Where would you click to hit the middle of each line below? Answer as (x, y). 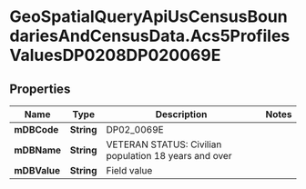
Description (181, 114)
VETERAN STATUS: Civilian (164, 144)
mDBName (38, 150)
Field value (129, 170)
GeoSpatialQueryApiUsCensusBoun (149, 17)
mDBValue (37, 170)
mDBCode (36, 129)
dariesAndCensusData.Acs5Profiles (150, 36)
